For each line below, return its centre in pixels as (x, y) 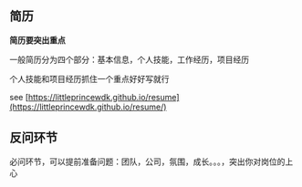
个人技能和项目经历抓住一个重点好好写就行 (89, 78)
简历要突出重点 (37, 40)
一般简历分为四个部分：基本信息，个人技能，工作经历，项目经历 (129, 59)
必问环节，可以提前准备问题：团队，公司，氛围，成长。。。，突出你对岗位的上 (151, 161)
